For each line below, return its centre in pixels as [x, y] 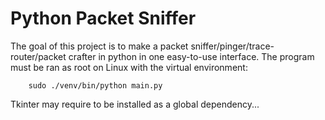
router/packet [38, 56]
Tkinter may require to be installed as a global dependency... [135, 104]
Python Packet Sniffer [103, 18]
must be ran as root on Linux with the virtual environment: [129, 67]
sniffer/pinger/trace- [232, 46]
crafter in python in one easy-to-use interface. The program [191, 56]
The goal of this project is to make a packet [99, 46]
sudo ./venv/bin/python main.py [95, 85]
